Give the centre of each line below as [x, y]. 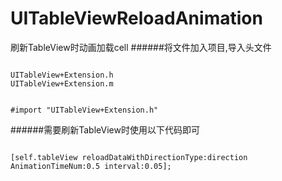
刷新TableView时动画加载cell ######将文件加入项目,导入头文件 [141, 47]
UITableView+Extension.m [62, 83]
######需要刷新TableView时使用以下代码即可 [105, 129]
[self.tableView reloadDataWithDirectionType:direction [129, 157]
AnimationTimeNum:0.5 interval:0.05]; [91, 166]
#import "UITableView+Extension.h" [84, 110]
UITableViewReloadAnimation [136, 18]
